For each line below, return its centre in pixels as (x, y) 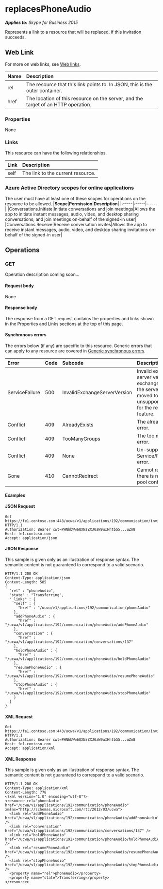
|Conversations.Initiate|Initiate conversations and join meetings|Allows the (81, 209)
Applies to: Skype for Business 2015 (41, 22)
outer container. (44, 90)
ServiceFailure (24, 392)
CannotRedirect (80, 476)
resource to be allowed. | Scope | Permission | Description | (62, 204)
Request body (19, 286)
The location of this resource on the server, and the (84, 98)
